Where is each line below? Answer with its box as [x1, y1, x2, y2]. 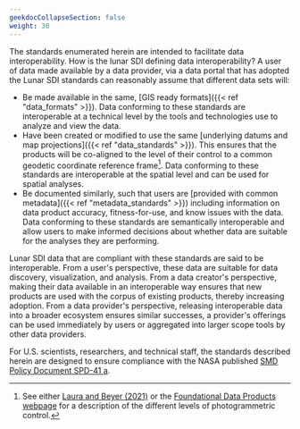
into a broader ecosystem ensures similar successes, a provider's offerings [9, 310, 287, 321]
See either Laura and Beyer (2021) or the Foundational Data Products [21, 391, 277, 402]
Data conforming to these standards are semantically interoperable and [21, 216, 285, 228]
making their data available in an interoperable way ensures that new [9, 282, 262, 292]
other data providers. [9, 329, 87, 340]
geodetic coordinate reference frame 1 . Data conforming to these [21, 158, 259, 171]
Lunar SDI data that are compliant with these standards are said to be [9, 253, 264, 264]
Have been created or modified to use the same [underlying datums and [21, 130, 288, 140]
